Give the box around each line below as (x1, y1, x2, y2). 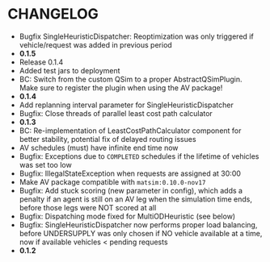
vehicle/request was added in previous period (19, 40, 173, 49)
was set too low (19, 160, 72, 169)
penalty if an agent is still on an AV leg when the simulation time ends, (19, 194, 252, 204)
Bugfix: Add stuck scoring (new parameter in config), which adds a (19, 185, 243, 195)
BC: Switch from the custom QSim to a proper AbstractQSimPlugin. (19, 74, 243, 84)
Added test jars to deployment (19, 65, 120, 75)
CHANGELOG (7, 5, 99, 23)
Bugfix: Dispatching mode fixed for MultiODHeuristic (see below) (19, 211, 236, 221)
